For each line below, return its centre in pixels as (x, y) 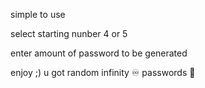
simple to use (38, 14)
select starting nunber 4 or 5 (69, 33)
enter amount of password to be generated (99, 53)
